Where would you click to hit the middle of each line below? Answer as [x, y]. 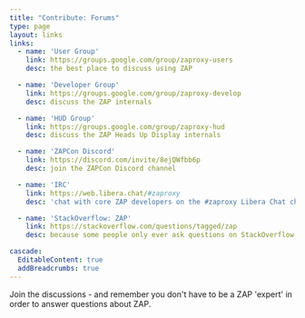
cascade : [26, 252]
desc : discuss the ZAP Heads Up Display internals [123, 135]
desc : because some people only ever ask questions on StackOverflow [160, 235]
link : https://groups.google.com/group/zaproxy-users [129, 60]
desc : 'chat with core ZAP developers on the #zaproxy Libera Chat [156, 202]
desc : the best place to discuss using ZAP [109, 69]
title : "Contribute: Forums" [64, 18]
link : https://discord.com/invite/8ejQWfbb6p [113, 160]
